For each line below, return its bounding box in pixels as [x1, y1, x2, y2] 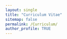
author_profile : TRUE [5, 26, 51, 31]
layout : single [5, 7, 38, 13]
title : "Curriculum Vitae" [5, 12, 62, 17]
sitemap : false [5, 17, 38, 22]
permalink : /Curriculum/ [5, 21, 58, 27]
